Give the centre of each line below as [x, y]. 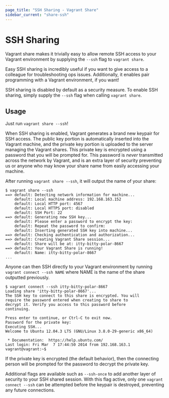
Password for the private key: [38, 323]
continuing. [18, 309]
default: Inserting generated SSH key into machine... [74, 231]
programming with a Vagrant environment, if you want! [62, 80]
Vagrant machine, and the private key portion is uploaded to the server [79, 144]
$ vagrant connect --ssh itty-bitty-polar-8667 [57, 287]
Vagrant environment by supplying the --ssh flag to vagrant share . [75, 60]
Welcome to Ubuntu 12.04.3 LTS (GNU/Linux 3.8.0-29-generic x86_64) [79, 331]
